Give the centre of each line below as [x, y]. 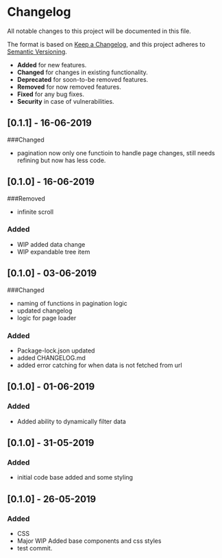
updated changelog [45, 311]
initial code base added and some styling [75, 478]
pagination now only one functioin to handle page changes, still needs [116, 153]
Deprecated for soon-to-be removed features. [83, 79]
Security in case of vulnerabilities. [65, 101]
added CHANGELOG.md [51, 357]
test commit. [35, 548]
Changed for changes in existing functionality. [83, 72]
